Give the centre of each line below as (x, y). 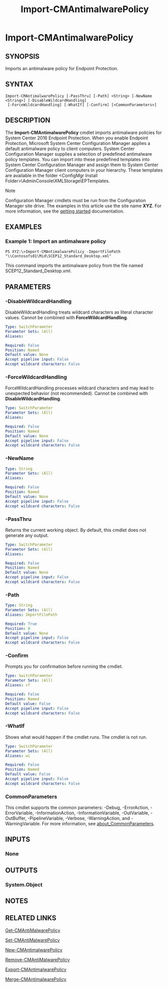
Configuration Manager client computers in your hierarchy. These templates (84, 170)
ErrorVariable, (20, 813)
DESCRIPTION (28, 120)
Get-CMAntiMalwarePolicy (33, 930)
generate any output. (27, 535)
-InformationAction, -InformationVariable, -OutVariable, (92, 813)
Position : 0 (18, 628)
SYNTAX (19, 84)
